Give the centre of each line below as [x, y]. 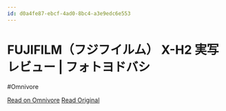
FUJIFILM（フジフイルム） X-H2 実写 [113, 50]
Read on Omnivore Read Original [53, 100]
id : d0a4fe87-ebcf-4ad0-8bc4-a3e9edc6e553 [69, 13]
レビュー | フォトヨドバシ [79, 67]
